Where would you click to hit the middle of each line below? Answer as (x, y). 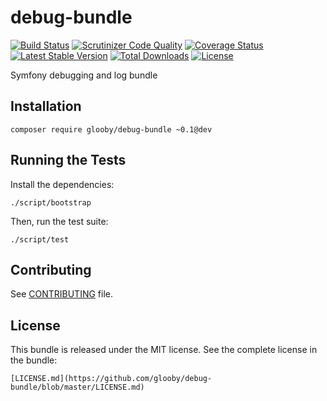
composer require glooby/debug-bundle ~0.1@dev (111, 129)
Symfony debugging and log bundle (84, 75)
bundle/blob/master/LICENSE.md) (77, 387)
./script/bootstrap (51, 202)
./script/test (40, 239)
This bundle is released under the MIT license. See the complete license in (164, 350)
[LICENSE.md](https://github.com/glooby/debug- (111, 379)
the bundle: (34, 360)
